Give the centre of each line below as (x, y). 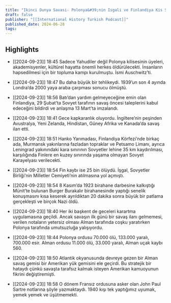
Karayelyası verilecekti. (37, 160)
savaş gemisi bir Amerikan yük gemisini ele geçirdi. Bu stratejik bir (82, 263)
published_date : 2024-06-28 (35, 24)
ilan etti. (21, 129)
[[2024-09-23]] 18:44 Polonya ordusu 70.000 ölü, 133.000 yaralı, (81, 237)
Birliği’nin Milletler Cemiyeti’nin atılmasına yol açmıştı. (68, 175)
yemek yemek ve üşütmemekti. (45, 294)
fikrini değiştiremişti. (34, 274)
